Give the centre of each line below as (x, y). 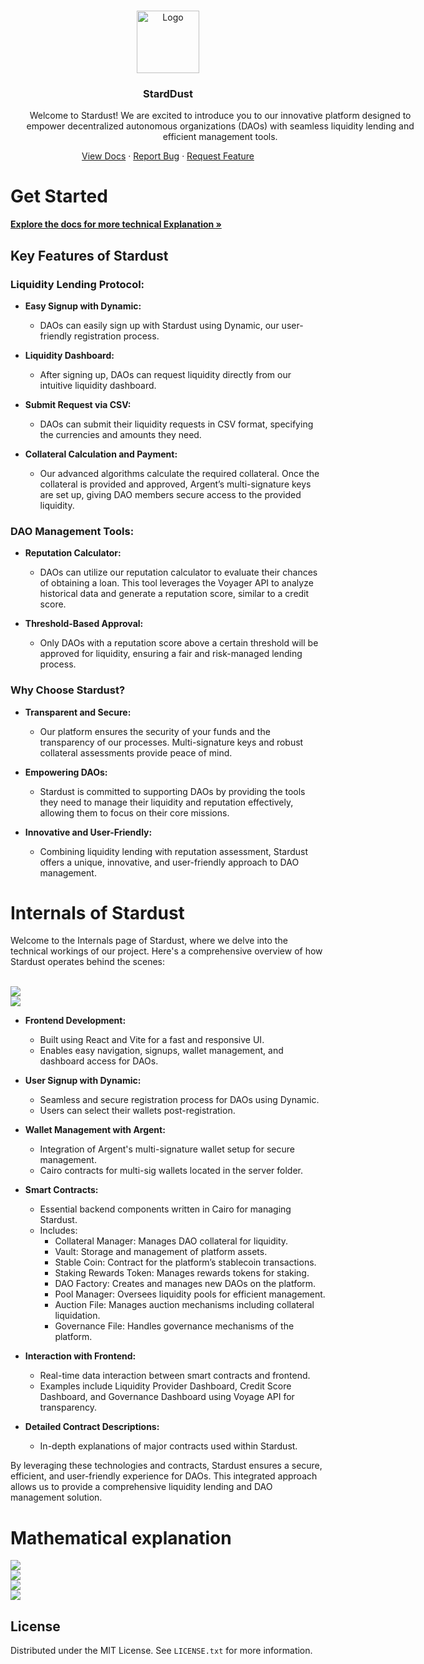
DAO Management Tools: (72, 531)
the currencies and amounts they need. (120, 434)
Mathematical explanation (121, 1537)
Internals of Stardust (97, 912)
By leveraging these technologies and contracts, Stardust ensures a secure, (166, 1466)
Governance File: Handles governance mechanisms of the (174, 1326)
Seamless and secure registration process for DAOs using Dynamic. (179, 1100)
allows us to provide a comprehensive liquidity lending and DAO (141, 1487)
